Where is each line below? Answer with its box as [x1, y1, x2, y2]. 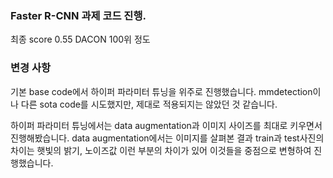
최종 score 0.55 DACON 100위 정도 [10, 33, 151, 46]
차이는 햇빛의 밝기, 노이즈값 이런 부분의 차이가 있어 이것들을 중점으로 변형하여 [10, 144, 312, 156]
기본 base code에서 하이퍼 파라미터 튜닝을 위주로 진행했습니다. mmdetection [10, 85, 313, 97]
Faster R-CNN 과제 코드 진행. [10, 8, 147, 22]
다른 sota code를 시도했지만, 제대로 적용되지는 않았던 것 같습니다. [20, 98, 278, 110]
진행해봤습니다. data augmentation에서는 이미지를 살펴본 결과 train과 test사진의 [10, 132, 325, 144]
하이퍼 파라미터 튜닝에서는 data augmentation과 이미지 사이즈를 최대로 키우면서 [10, 119, 323, 131]
